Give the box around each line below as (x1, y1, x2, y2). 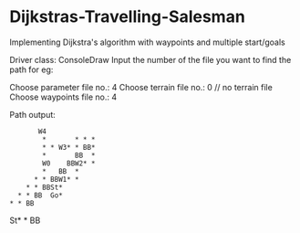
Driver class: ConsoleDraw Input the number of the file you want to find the (9, 54, 292, 65)
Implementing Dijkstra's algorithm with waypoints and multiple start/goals (9, 37, 285, 48)
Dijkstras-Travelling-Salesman (9, 6, 246, 27)
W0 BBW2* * (42, 158, 96, 168)
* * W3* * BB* (42, 143, 96, 152)
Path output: (9, 109, 57, 120)
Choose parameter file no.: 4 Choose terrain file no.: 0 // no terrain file (9, 81, 274, 92)
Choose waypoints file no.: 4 (9, 91, 117, 102)
